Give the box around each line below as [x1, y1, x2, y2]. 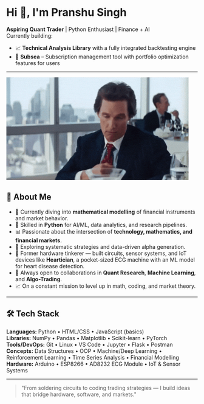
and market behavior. [15, 214, 69, 221]
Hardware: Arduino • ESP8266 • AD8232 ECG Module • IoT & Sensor [6, 360, 181, 367]
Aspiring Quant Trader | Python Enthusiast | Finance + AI [6, 26, 150, 33]
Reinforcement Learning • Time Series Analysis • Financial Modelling [6, 353, 179, 361]
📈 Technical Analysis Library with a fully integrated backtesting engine [15, 44, 196, 51]
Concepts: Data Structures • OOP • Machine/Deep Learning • [6, 347, 162, 355]
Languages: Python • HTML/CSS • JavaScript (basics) [6, 328, 144, 335]
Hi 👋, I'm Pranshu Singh [6, 5, 127, 19]
